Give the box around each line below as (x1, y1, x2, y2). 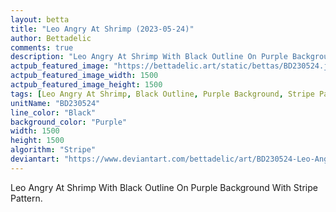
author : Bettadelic (10, 33, 92, 43)
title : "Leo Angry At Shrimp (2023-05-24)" (10, 24, 195, 34)
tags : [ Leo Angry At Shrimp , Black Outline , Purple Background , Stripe (10, 89, 315, 99)
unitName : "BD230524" (10, 98, 101, 108)
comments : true (10, 42, 74, 53)
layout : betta (10, 14, 70, 25)
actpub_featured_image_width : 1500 (10, 71, 159, 81)
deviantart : (10, 154, 60, 164)
